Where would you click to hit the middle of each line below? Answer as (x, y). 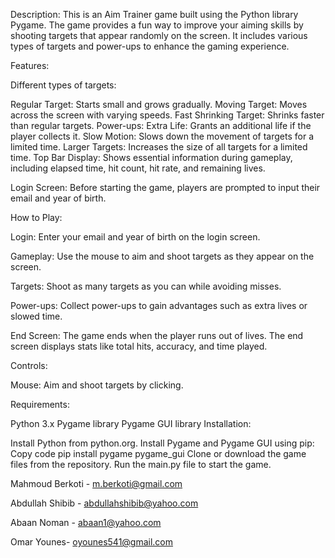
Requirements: (40, 404)
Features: (30, 65)
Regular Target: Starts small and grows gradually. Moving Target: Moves (159, 104)
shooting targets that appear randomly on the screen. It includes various (159, 35)
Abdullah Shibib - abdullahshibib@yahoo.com (104, 503)
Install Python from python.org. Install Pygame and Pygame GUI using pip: (162, 443)
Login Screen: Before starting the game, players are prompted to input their (165, 187)
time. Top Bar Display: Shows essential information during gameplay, (151, 157)
